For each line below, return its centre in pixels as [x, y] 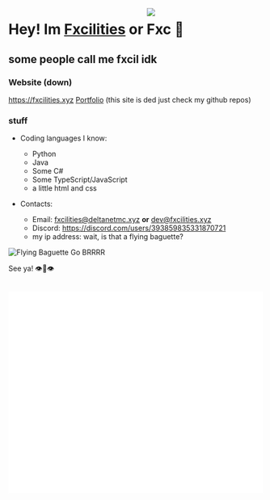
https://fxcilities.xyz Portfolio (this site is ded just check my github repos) [130, 99]
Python [44, 154]
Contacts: [36, 204]
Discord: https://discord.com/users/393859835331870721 [129, 228]
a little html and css [64, 188]
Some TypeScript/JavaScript [80, 180]
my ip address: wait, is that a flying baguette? [108, 237]
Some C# [48, 171]
